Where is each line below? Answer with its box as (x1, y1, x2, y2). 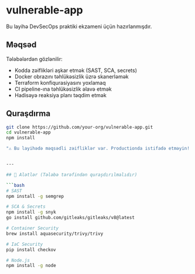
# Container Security (6, 225, 59, 231)
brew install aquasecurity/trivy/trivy (6, 231, 104, 237)
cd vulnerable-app (6, 129, 51, 135)
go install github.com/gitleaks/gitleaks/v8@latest (6, 215, 135, 221)
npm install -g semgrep (6, 193, 64, 199)
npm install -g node (6, 263, 57, 269)
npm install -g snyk (6, 209, 57, 215)
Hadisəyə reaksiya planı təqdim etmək (14, 91, 107, 98)
